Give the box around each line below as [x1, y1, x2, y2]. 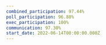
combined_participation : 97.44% [6, 8, 84, 15]
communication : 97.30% [6, 25, 61, 31]
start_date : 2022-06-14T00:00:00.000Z [6, 30, 100, 36]
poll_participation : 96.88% [6, 14, 75, 20]
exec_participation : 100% [6, 19, 69, 25]
